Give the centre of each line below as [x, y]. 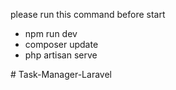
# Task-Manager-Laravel [61, 74]
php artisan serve [61, 55]
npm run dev [51, 33]
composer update [61, 44]
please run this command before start [88, 14]
